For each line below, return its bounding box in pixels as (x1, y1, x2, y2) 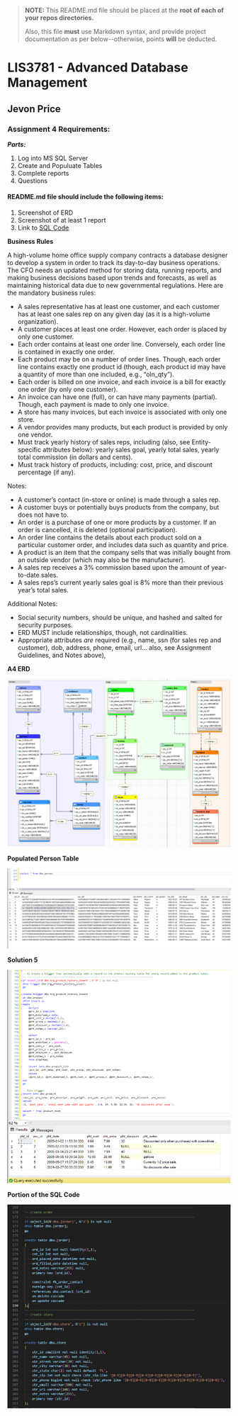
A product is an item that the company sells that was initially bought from (17, 549, 231, 557)
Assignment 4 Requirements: (7, 124, 110, 134)
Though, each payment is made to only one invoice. (17, 400, 169, 409)
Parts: (7, 140, 26, 148)
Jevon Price (7, 103, 62, 115)
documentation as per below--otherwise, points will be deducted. (24, 35, 217, 43)
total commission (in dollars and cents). (17, 453, 133, 461)
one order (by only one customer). (17, 386, 118, 394)
